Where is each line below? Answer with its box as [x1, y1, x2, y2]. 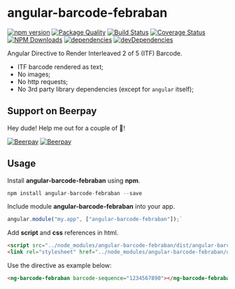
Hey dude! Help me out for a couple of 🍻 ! [7, 124, 126, 132]
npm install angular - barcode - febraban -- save [7, 190, 142, 197]
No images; [17, 70, 51, 78]
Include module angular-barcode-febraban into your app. [7, 202, 176, 211]
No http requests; [17, 77, 69, 85]
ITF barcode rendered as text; [17, 62, 104, 71]
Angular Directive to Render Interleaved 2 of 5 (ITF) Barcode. [7, 49, 183, 57]
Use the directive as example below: [7, 261, 112, 270]
